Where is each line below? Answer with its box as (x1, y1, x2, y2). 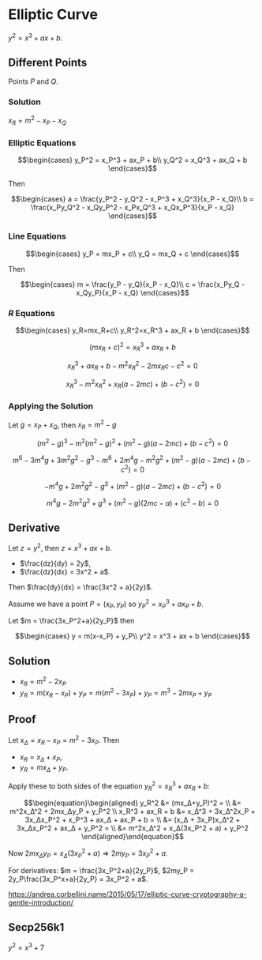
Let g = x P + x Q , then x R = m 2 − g (8, 419, 117, 431)
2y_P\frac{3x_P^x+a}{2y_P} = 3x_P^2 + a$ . (8, 874, 148, 883)
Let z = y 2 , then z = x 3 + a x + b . (8, 542, 112, 552)
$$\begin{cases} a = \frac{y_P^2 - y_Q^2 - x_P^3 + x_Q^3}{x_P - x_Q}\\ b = (11, 194, 254, 204)
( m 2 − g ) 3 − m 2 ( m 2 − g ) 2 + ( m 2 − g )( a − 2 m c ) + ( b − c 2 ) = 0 (36, 437, 229, 448)
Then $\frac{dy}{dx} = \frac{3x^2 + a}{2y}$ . (8, 582, 153, 592)
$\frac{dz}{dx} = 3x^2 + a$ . (19, 567, 110, 576)
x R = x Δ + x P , (19, 752, 62, 764)
